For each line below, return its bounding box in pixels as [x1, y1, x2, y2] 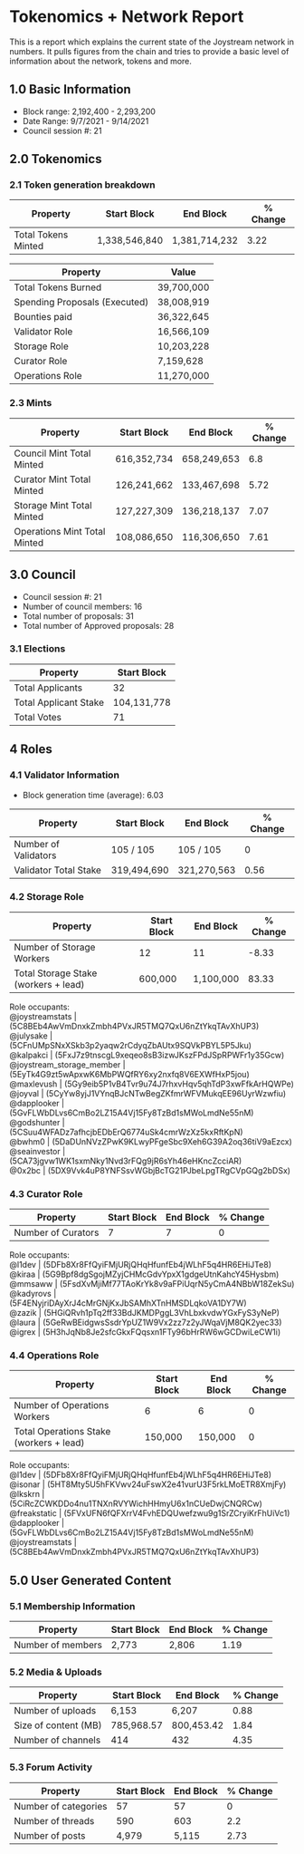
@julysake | [9, 1030, 52, 1041]
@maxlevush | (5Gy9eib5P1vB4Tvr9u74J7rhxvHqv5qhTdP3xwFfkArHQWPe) [9, 1078, 294, 1089]
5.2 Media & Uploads [9, 1666, 102, 1678]
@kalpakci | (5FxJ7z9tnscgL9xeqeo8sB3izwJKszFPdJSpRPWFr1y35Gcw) [9, 1049, 285, 1060]
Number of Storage [14, 941, 96, 953]
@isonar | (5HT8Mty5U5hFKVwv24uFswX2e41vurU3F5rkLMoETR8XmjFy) [9, 1479, 287, 1490]
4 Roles [9, 741, 52, 758]
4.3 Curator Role [9, 1187, 83, 1200]
